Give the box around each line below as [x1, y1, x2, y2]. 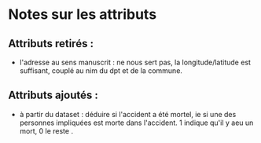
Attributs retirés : [8, 37, 94, 50]
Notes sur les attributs [8, 5, 157, 24]
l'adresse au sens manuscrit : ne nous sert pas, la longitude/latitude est [19, 57, 252, 67]
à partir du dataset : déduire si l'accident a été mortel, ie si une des [19, 109, 237, 119]
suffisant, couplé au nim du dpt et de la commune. [19, 66, 183, 75]
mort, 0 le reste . [19, 126, 73, 135]
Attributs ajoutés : [8, 89, 98, 102]
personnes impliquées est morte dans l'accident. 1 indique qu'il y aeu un [19, 118, 254, 127]
